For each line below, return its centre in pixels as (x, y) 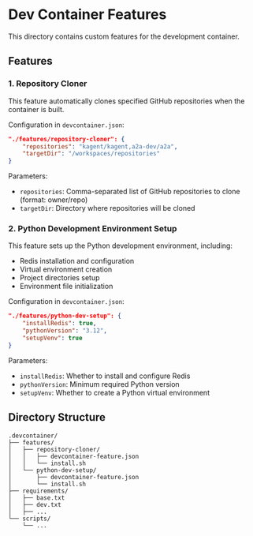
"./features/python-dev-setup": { (65, 316)
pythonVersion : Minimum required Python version (99, 384)
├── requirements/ (38, 491)
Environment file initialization (66, 287)
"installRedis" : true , (60, 324)
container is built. (36, 109)
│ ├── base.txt (37, 498)
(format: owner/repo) (54, 200)
